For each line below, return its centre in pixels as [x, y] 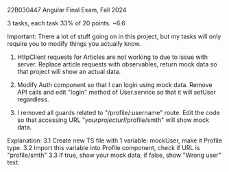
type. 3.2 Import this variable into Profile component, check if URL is [104, 148]
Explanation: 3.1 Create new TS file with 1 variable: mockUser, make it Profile [115, 140]
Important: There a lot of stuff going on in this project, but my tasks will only [114, 36]
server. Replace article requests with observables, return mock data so [117, 64]
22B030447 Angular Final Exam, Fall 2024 [67, 10]
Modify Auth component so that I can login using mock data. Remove [114, 85]
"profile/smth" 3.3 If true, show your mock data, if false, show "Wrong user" [114, 155]
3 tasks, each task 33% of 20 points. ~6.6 [66, 23]
